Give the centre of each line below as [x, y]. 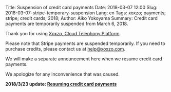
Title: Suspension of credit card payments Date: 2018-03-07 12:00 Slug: [81, 7]
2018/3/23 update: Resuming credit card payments [61, 84]
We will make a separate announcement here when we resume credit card [84, 59]
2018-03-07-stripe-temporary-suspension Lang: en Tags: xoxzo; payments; [85, 13]
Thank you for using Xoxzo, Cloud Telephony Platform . [63, 33]
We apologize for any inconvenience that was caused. [62, 74]
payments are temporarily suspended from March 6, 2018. [67, 24]
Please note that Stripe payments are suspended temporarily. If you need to [85, 43]
